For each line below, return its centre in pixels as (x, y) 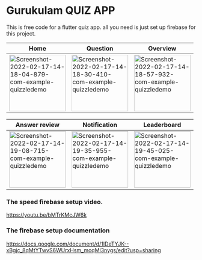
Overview (162, 48)
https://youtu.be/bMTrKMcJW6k (47, 215)
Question (100, 48)
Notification (100, 125)
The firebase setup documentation (58, 231)
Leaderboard (162, 125)
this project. (21, 33)
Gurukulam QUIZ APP (61, 11)
